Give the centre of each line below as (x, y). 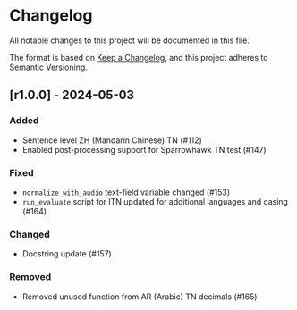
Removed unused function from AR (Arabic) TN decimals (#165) (140, 297)
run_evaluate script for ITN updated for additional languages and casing (155, 201)
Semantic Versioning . (48, 67)
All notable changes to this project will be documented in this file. (130, 40)
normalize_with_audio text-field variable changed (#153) (126, 192)
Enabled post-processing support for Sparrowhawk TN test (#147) (144, 149)
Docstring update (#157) (67, 254)
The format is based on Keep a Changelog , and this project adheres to (139, 57)
